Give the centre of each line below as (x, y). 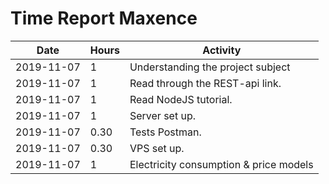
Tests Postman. (165, 132)
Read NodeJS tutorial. (181, 99)
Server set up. (163, 115)
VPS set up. (157, 148)
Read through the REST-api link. (205, 83)
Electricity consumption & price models (221, 164)
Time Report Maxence (104, 18)
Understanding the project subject (210, 67)
